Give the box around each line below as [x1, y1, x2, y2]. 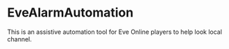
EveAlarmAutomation [7, 5, 134, 21]
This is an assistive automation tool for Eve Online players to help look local [7, 28, 222, 36]
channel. [7, 35, 33, 43]
